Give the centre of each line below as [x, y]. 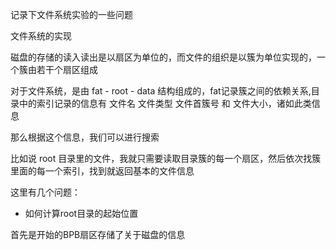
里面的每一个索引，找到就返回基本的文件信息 [102, 171]
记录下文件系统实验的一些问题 [71, 14]
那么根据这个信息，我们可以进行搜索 [85, 137]
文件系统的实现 [41, 36]
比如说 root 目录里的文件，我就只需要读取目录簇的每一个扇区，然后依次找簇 [166, 158]
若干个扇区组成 [67, 69]
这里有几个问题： [45, 192]
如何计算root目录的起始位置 [81, 213]
